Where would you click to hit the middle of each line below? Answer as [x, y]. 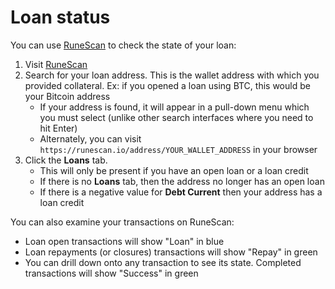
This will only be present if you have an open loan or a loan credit [174, 170]
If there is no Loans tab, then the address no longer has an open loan [182, 181]
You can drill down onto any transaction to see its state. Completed [163, 262]
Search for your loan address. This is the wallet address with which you [172, 75]
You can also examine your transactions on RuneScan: [122, 222]
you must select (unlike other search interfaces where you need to [176, 117]
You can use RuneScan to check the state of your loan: [123, 45]
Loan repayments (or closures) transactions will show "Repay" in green [171, 252]
